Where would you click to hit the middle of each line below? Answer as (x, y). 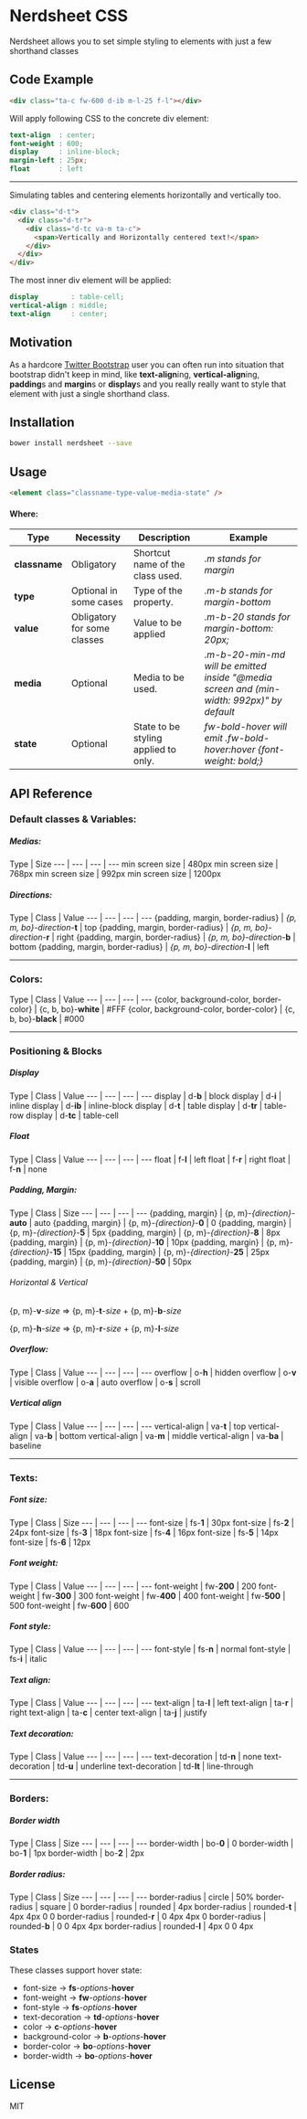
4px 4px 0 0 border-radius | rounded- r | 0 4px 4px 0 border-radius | (138, 1917)
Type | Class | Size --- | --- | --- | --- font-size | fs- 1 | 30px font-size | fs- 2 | (152, 1522)
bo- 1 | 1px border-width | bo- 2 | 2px (77, 1853)
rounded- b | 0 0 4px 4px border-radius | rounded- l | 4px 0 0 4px (132, 1926)
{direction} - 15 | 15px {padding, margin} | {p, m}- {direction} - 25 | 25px (139, 1251)
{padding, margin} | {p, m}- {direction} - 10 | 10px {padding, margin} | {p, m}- (152, 1242)
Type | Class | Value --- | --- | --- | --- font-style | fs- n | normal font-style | (150, 1649)
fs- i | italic (28, 1659)
